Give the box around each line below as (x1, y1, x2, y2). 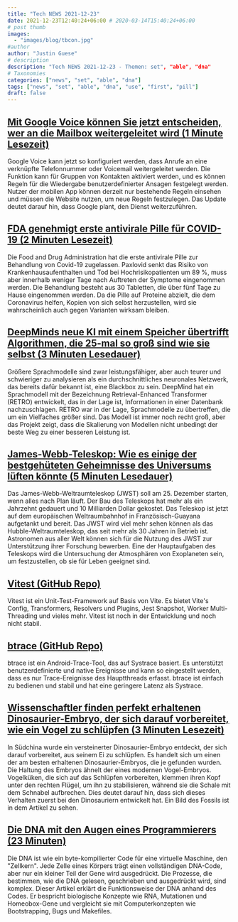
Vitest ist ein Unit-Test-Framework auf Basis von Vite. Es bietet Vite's (7, 597, 209, 605)
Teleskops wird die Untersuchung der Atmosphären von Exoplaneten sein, (7, 550, 225, 558)
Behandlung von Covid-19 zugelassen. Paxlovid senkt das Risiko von (7, 260, 208, 269)
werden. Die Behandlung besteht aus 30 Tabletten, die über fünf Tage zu (7, 283, 221, 291)
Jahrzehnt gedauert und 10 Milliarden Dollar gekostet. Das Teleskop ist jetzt (7, 504, 229, 513)
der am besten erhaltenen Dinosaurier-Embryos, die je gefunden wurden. (7, 758, 222, 766)
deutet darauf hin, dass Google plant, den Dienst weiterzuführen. (7, 202, 198, 210)
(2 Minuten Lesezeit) (19, 234, 113, 246)
